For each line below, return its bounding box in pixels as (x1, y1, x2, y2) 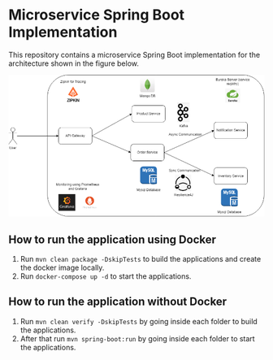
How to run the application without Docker (8, 295, 227, 309)
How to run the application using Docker (8, 232, 217, 246)
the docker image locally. (19, 262, 105, 273)
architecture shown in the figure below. (8, 59, 140, 68)
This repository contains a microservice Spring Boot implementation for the (8, 50, 261, 59)
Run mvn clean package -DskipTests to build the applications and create (19, 254, 262, 264)
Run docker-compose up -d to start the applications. (19, 271, 192, 281)
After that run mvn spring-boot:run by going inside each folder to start (19, 333, 255, 343)
